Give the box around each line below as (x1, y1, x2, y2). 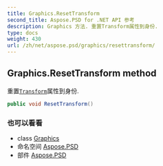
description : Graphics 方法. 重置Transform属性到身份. (7, 23, 158, 30)
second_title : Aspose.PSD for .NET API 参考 (7, 17, 135, 23)
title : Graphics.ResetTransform (7, 10, 100, 17)
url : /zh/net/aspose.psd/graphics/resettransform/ (7, 42, 155, 49)
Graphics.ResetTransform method (7, 68, 157, 79)
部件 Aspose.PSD (17, 151, 67, 159)
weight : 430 (7, 36, 41, 43)
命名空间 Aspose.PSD (17, 142, 79, 150)
